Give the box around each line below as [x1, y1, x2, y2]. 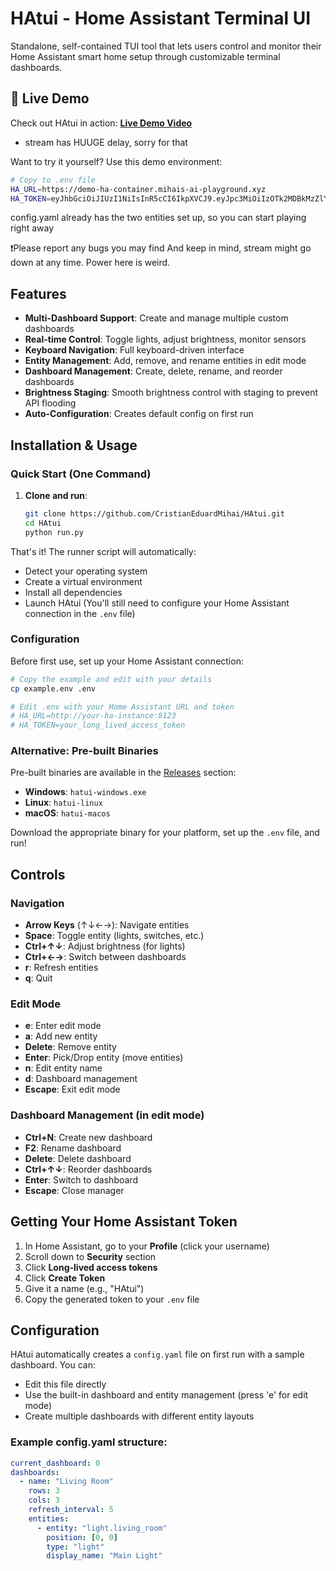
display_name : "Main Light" [46, 1551, 163, 1561]
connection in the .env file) [24, 607, 136, 619]
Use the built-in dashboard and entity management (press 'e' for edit [24, 1389, 309, 1401]
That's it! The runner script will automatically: [10, 545, 197, 557]
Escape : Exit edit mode [24, 1083, 121, 1096]
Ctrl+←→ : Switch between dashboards [24, 951, 187, 963]
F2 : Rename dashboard [24, 1142, 122, 1154]
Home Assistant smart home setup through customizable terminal [10, 50, 281, 62]
